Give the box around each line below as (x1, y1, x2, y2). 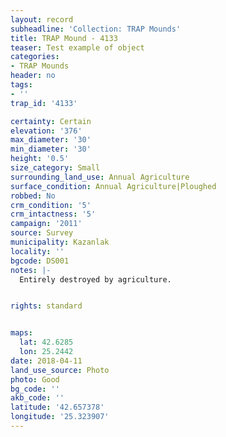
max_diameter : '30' (10, 135, 92, 145)
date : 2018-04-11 (10, 356, 83, 366)
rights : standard (10, 301, 83, 311)
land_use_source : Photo (10, 365, 110, 375)
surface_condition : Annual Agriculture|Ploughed (10, 181, 217, 191)
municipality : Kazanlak (10, 237, 110, 247)
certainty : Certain (10, 116, 92, 126)
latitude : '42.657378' (10, 402, 105, 413)
